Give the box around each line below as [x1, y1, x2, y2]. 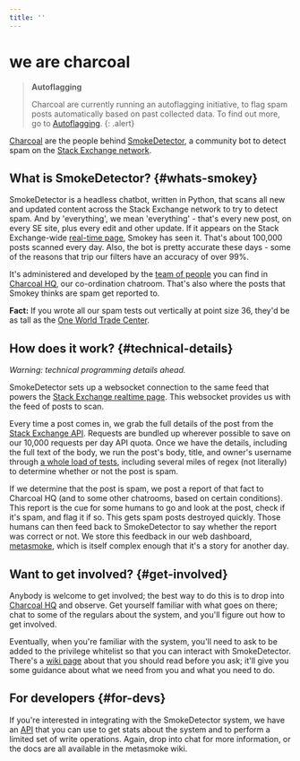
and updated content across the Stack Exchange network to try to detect [9, 203, 279, 215]
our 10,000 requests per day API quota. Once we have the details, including [9, 437, 288, 448]
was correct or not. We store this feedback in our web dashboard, [9, 531, 253, 542]
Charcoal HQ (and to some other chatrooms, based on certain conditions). [9, 493, 284, 504]
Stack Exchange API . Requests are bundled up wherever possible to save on [9, 428, 291, 439]
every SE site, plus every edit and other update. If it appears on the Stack [9, 223, 279, 234]
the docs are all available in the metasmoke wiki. [9, 743, 188, 754]
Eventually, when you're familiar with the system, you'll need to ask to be [9, 636, 278, 646]
